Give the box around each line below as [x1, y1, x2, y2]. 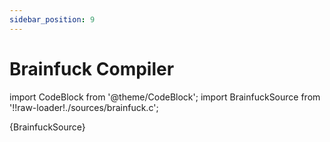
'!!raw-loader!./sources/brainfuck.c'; [9, 101, 159, 113]
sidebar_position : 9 [9, 14, 96, 25]
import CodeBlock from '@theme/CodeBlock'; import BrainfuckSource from [9, 91, 321, 103]
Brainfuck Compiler [9, 57, 175, 80]
